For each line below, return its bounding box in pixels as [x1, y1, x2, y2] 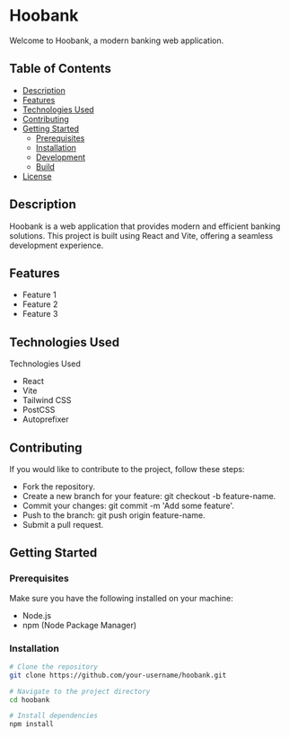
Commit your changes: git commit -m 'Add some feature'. [22, 500, 235, 511]
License [22, 171, 52, 181]
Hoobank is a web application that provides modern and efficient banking [9, 221, 281, 232]
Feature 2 [22, 299, 58, 310]
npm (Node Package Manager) [22, 619, 137, 630]
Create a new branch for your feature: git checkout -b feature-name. [22, 491, 276, 501]
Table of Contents [9, 61, 112, 76]
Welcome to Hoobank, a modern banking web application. [9, 35, 224, 46]
